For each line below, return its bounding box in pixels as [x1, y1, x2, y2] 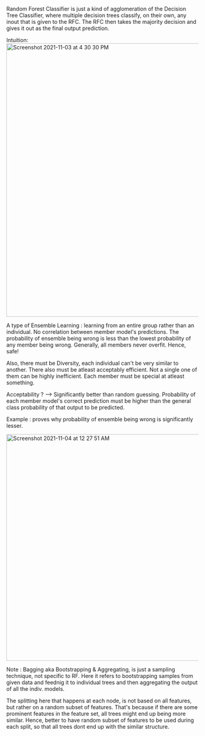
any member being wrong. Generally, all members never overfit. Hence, [6, 341, 186, 348]
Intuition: [6, 37, 29, 43]
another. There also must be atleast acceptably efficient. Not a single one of [6, 366, 197, 373]
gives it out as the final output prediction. [6, 24, 110, 32]
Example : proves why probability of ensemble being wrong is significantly [6, 416, 193, 423]
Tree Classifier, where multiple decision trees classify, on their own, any [6, 12, 187, 19]
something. [6, 379, 35, 386]
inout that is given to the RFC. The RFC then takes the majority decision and [6, 18, 196, 25]
